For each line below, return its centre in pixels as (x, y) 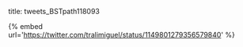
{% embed (26, 26)
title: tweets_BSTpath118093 (54, 11)
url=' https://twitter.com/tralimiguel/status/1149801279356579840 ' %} (122, 35)
